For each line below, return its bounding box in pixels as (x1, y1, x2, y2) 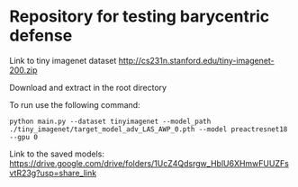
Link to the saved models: (9, 148, 105, 159)
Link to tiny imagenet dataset (9, 55, 117, 66)
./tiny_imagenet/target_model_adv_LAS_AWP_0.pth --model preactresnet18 (9, 124, 288, 134)
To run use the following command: (9, 99, 141, 110)
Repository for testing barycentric (9, 6, 270, 27)
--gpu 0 (9, 132, 39, 141)
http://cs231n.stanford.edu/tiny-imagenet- (118, 55, 275, 66)
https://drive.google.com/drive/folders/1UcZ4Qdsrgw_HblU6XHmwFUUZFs (9, 157, 290, 168)
